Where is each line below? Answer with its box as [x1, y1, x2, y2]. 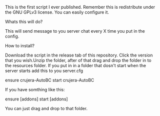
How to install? [5, 43, 35, 48]
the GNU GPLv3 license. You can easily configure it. [5, 9, 109, 15]
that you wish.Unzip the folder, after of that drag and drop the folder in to [5, 58, 152, 63]
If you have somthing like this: [5, 87, 65, 92]
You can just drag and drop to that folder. [5, 106, 88, 111]
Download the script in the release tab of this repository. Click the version [5, 52, 153, 58]
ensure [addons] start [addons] [5, 96, 68, 102]
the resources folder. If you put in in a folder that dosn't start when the [5, 63, 146, 68]
